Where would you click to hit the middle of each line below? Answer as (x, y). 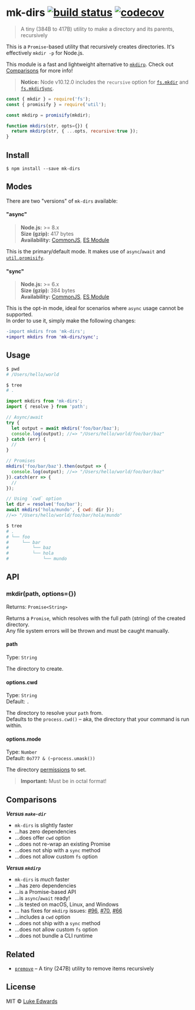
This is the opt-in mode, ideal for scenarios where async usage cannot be (95, 308)
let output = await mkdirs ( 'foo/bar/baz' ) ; (65, 428)
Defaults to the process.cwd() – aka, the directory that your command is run (98, 719)
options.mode (24, 739)
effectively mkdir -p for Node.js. (45, 52)
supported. (19, 315)
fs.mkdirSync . (37, 88)
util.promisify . (26, 258)
